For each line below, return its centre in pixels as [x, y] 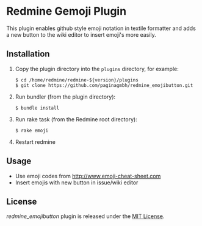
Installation [28, 54]
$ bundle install [37, 108]
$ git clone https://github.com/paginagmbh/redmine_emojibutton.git [104, 85]
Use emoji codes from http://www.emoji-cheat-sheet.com [88, 176]
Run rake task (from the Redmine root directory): [76, 119]
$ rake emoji [32, 130]
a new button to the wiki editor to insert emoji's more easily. [81, 34]
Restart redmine [35, 141]
